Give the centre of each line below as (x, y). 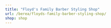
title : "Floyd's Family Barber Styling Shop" (52, 9)
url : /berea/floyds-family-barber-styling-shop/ (56, 14)
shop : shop (16, 18)
